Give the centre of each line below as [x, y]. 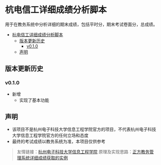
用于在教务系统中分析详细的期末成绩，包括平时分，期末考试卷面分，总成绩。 [81, 24]
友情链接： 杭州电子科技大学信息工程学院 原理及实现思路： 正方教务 [83, 152]
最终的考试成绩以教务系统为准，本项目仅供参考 [59, 142]
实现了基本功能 [34, 100]
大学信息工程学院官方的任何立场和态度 [50, 135]
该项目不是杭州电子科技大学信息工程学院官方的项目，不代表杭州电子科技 [84, 130]
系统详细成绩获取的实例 [44, 158]
